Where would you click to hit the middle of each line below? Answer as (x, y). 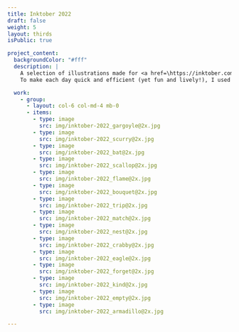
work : (22, 93)
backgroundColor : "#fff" (51, 60)
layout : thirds (30, 34)
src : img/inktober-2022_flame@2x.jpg (95, 179)
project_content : (33, 53)
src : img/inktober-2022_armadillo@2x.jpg (101, 311)
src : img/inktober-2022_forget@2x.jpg (96, 271)
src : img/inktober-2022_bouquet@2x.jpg (98, 192)
